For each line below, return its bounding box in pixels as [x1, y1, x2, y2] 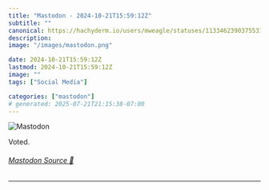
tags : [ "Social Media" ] [8, 77, 88, 86]
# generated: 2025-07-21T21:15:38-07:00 [8, 100, 146, 108]
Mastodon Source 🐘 [8, 155, 74, 164]
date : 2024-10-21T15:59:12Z [8, 56, 102, 64]
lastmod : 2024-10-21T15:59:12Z [8, 63, 113, 72]
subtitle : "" [8, 19, 52, 27]
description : [8, 34, 52, 42]
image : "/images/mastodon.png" [8, 42, 113, 49]
